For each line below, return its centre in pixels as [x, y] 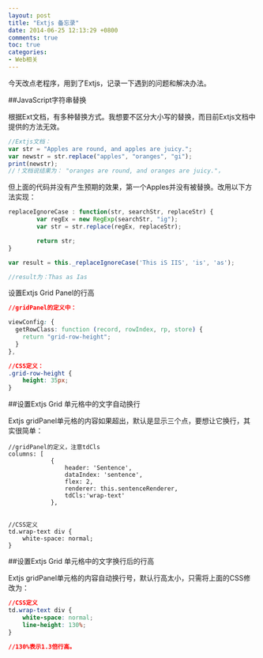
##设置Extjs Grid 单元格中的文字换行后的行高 [81, 562]
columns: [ [26, 454]
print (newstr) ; [33, 164]
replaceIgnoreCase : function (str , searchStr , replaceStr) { [111, 212]
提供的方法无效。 [36, 127]
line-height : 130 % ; [54, 625]
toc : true [24, 45]
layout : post [30, 15]
